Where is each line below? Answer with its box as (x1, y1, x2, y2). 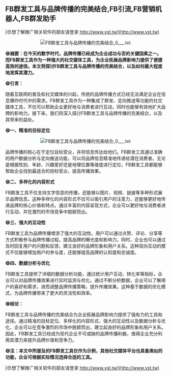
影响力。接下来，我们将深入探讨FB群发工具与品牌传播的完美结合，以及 (14, 110, 163, 116)
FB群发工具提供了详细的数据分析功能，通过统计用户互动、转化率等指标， (5, 271, 158, 277)
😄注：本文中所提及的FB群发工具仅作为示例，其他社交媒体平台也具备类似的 (5, 348, 163, 354)
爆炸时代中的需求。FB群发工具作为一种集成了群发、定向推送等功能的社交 (9, 97, 163, 103)
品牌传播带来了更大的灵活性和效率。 (18, 290, 95, 296)
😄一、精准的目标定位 (5, 127, 50, 133)
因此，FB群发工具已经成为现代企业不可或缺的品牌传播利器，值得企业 (5, 330, 149, 336)
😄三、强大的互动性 (5, 219, 46, 225)
